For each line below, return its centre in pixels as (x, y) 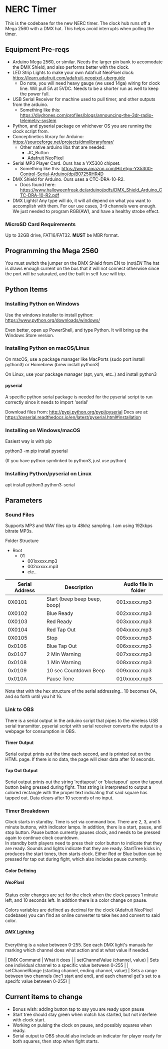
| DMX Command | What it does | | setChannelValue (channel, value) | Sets (82, 960)
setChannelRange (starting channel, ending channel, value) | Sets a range (81, 970)
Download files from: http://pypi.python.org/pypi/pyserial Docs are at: (77, 412)
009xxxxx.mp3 (134, 671)
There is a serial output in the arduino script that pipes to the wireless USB (82, 720)
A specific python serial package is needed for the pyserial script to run (79, 397)
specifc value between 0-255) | (37, 981)
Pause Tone (60, 679)
